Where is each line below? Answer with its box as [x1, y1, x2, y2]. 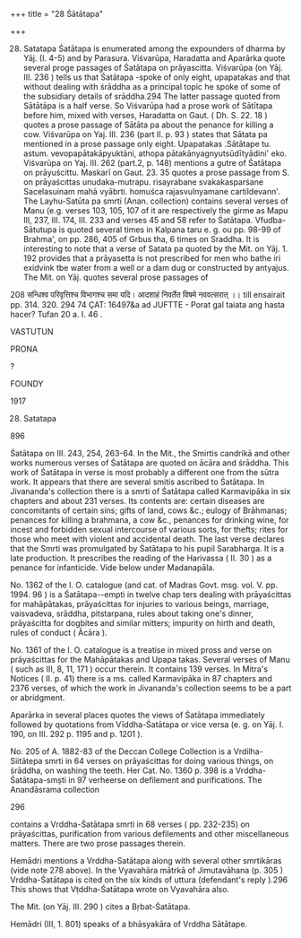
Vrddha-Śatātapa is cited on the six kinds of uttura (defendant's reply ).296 [10, 874, 288, 885]
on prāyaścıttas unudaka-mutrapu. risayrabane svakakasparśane [22, 177, 263, 187]
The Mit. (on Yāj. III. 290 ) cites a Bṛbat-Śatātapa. [10, 901, 191, 912]
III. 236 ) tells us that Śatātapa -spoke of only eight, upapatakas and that [22, 72, 290, 83]
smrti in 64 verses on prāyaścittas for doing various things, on [44, 756, 274, 766]
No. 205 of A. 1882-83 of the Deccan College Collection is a [10, 746, 232, 757]
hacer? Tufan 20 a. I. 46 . [10, 309, 103, 319]
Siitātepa [10, 756, 43, 766]
